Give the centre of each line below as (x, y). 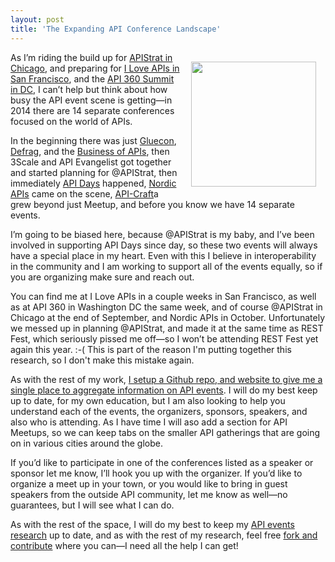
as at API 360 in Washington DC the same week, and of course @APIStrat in (166, 307)
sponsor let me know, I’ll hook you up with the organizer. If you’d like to (156, 473)
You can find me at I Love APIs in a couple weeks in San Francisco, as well (163, 296)
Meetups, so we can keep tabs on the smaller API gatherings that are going (165, 432)
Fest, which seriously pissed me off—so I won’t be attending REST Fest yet (164, 338)
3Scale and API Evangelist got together (91, 162)
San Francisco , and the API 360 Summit (92, 78)
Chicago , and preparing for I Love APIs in (95, 68)
